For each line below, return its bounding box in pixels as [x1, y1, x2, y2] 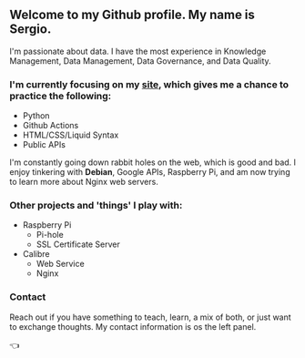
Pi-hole [36, 230, 64, 240]
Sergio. [9, 22, 52, 37]
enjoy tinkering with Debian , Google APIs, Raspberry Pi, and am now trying [9, 167, 290, 178]
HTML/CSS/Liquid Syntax [22, 129, 119, 140]
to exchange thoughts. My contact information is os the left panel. [9, 321, 257, 332]
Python [22, 110, 50, 121]
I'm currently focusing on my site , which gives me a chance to [9, 77, 290, 90]
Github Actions [22, 120, 79, 131]
